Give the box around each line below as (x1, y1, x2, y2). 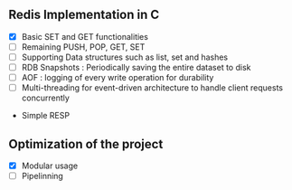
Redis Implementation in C (8, 7, 160, 23)
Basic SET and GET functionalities (21, 31, 148, 42)
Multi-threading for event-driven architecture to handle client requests (21, 82, 284, 93)
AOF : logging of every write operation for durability (21, 72, 214, 83)
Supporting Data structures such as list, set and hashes (21, 52, 229, 62)
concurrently (21, 92, 70, 103)
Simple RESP (21, 110, 70, 121)
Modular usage (21, 160, 79, 171)
